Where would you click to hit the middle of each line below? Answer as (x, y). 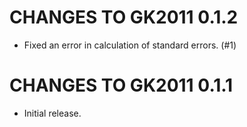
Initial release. (52, 113)
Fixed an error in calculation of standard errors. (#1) (130, 45)
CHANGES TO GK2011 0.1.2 (124, 17)
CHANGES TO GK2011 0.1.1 (121, 85)
